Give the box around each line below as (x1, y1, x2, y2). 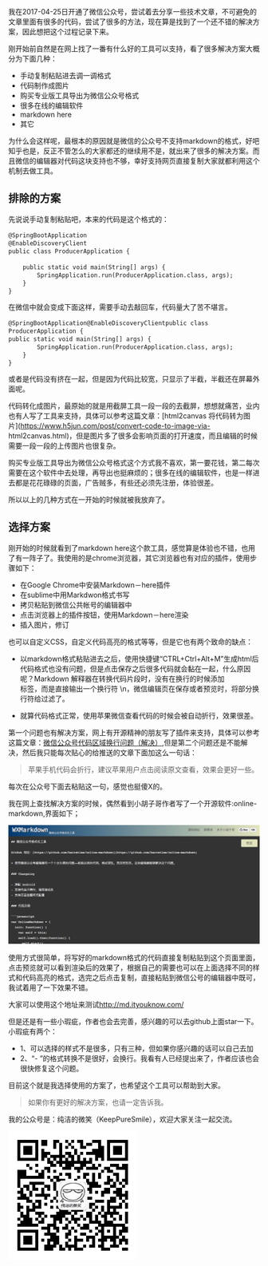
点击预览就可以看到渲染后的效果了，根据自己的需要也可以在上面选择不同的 (8, 963, 253, 972)
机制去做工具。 (8, 166, 57, 176)
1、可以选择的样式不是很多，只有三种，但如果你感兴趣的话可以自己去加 (19, 1044, 254, 1054)
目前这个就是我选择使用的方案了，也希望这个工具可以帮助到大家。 (8, 1081, 225, 1090)
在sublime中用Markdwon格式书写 (19, 590, 130, 599)
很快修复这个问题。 (19, 1064, 84, 1074)
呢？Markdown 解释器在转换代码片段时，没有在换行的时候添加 (19, 674, 225, 683)
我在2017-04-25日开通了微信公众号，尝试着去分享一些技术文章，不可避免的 (8, 7, 258, 16)
